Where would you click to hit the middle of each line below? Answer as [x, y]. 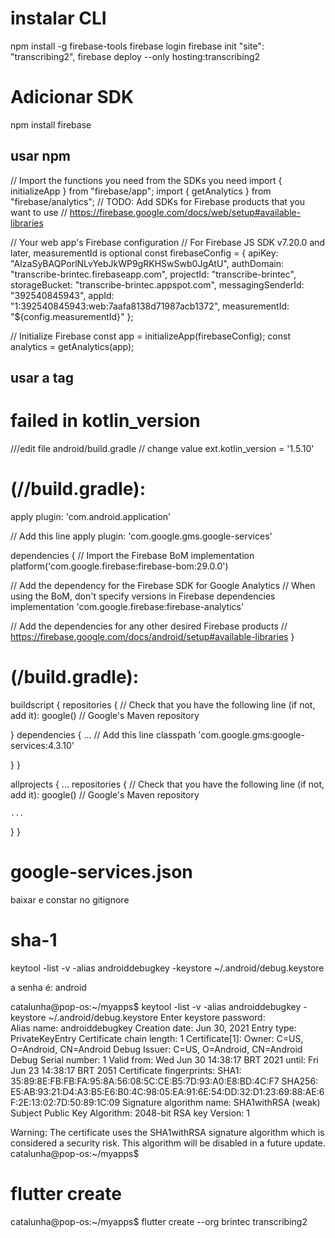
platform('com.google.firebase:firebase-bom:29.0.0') [119, 566]
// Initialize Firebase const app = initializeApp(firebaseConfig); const [150, 336]
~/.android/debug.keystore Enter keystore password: [157, 1017]
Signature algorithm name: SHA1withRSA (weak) [221, 1102]
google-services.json [101, 872]
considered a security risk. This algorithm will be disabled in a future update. [168, 1143]
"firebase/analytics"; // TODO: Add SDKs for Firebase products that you [158, 201]
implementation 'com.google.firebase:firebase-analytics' [127, 606]
